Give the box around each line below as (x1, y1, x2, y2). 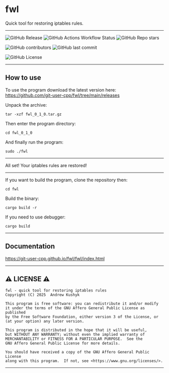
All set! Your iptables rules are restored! (5, 162, 87, 168)
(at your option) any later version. (5, 319, 84, 324)
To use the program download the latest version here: (5, 87, 117, 93)
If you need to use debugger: (5, 214, 65, 220)
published (5, 310, 26, 315)
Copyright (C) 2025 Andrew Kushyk (5, 292, 80, 297)
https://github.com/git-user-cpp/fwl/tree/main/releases (5, 92, 120, 98)
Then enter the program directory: (5, 120, 76, 126)
